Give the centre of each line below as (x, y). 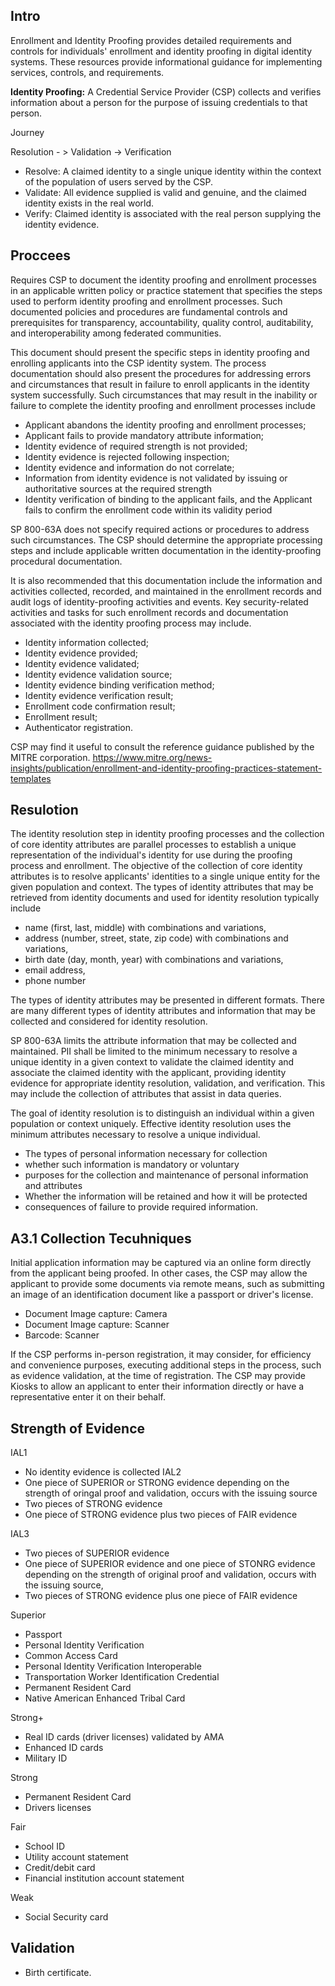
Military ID (46, 1758)
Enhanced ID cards (64, 1748)
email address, (55, 970)
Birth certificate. (58, 1972)
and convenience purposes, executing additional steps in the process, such (166, 1365)
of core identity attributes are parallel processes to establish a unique (153, 845)
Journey (27, 132)
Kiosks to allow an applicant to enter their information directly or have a (157, 1386)
